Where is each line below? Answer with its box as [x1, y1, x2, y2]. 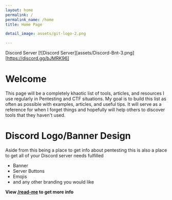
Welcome [5, 73, 47, 85]
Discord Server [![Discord [5, 50, 60, 56]
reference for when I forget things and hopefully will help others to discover [5, 106, 165, 113]
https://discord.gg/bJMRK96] [7, 55, 69, 62]
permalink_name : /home [5, 17, 54, 22]
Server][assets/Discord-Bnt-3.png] [60, 50, 135, 56]
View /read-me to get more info [5, 189, 74, 195]
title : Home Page [5, 22, 43, 27]
